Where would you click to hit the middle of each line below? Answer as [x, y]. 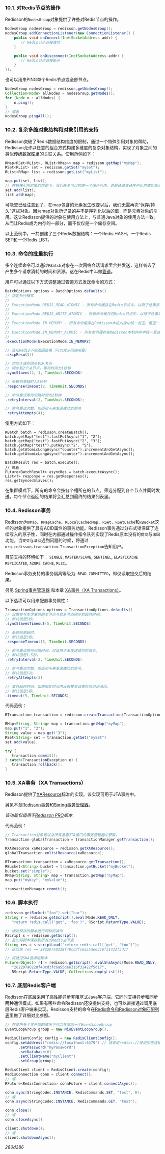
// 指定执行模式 [19, 296]
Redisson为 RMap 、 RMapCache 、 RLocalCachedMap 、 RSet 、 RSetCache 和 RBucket [80, 522]
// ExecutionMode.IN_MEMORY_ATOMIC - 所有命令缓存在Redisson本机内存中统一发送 [83, 332]
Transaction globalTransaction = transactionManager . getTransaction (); [80, 840]
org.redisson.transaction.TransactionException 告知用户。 [66, 547]
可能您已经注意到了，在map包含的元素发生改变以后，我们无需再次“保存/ [78, 204]
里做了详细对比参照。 [31, 1015]
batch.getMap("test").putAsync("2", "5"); [49, 446]
